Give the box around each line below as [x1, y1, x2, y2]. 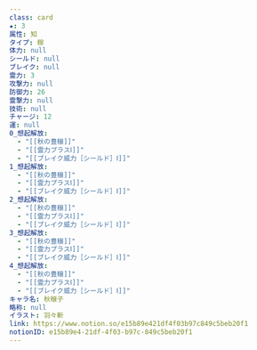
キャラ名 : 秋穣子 [9, 295, 64, 304]
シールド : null [9, 54, 60, 63]
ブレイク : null [9, 63, 60, 72]
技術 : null [9, 104, 47, 113]
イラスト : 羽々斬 [9, 311, 64, 321]
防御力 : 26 [9, 87, 46, 96]
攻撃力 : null [9, 79, 53, 88]
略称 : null [9, 303, 47, 312]
